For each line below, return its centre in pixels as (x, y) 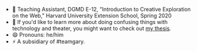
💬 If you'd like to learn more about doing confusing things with (90, 22)
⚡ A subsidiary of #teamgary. (48, 41)
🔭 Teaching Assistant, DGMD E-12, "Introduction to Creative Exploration (101, 9)
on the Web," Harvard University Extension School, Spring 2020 (92, 16)
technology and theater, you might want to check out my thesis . (92, 28)
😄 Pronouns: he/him (38, 35)
